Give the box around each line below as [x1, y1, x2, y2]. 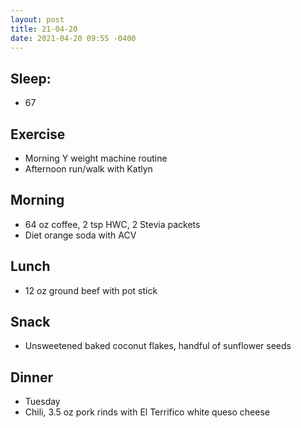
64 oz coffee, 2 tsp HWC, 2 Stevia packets [24, 218, 201, 230]
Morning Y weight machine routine [24, 152, 168, 164]
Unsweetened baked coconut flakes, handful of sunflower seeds [24, 340, 292, 352]
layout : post [10, 14, 65, 25]
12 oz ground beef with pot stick [24, 284, 158, 296]
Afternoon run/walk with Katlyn [24, 163, 153, 175]
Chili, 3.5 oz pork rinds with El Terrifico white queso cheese [24, 406, 270, 418]
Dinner [10, 369, 54, 386]
